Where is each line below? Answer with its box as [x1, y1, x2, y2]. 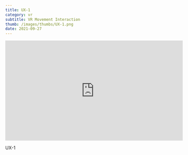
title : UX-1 [5, 7, 30, 13]
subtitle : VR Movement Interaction [5, 17, 81, 22]
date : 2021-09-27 [5, 26, 42, 32]
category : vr [5, 12, 33, 17]
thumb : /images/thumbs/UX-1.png [5, 21, 73, 27]
